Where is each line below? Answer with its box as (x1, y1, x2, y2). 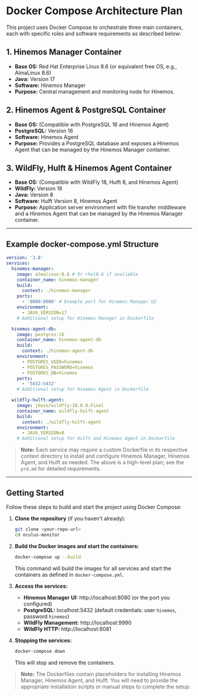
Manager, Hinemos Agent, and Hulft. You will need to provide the (20, 676, 179, 684)
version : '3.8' (6, 255, 44, 261)
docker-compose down (14, 648, 65, 654)
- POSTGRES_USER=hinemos (21, 359, 83, 365)
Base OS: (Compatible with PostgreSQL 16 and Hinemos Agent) (14, 121, 169, 128)
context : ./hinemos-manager (21, 288, 91, 294)
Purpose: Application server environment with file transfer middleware (14, 204, 186, 211)
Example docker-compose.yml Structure (6, 239, 159, 249)
